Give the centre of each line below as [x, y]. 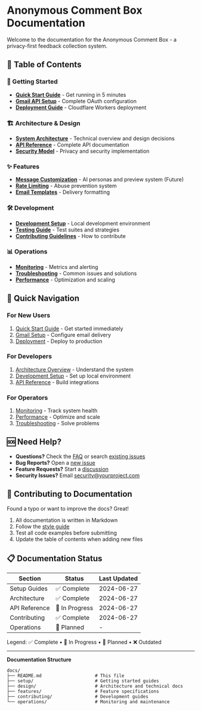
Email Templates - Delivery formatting [63, 192]
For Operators [27, 397]
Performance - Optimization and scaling [65, 279]
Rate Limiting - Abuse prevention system [66, 186]
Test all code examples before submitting [66, 533]
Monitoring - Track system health [56, 411]
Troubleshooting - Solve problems [57, 423]
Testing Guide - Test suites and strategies [67, 230]
